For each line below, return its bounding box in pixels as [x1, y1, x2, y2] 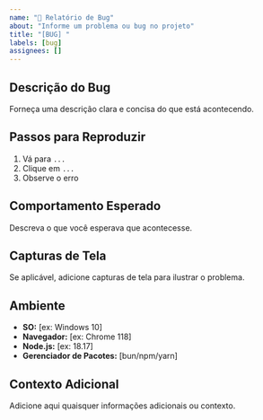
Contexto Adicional [9, 376, 119, 391]
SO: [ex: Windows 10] [22, 322, 103, 333]
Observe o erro [22, 172, 79, 183]
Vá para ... [22, 153, 66, 164]
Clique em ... [22, 162, 75, 173]
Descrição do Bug [9, 80, 111, 95]
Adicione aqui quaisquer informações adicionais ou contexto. [9, 400, 236, 411]
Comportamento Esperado [9, 198, 162, 214]
